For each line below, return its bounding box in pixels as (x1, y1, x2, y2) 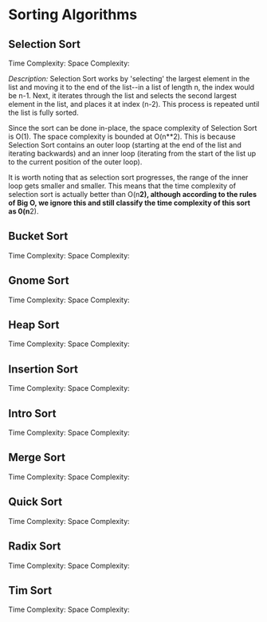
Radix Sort (8, 540, 61, 553)
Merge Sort (8, 451, 66, 464)
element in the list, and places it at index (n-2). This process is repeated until (8, 100, 260, 108)
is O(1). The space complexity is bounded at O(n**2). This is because (8, 132, 236, 141)
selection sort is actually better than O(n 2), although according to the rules (8, 190, 257, 199)
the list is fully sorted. (8, 108, 79, 117)
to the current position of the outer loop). (8, 157, 143, 167)
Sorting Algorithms (8, 6, 138, 24)
